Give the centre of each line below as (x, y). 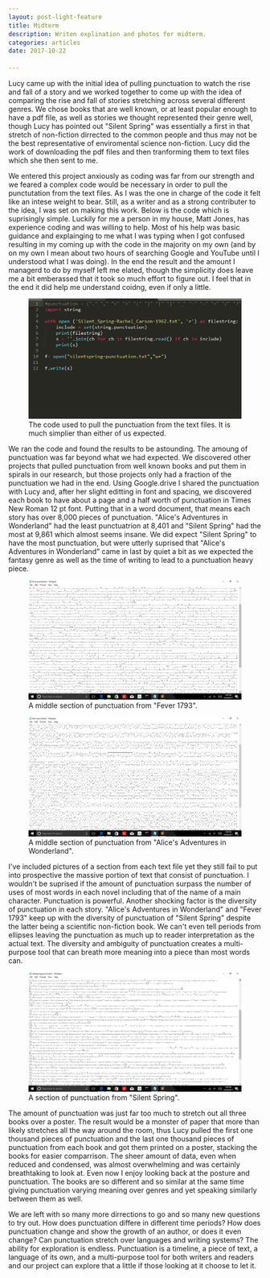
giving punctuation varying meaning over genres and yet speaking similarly (133, 1190)
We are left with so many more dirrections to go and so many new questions (134, 1214)
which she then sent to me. (53, 160)
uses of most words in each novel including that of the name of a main (125, 892)
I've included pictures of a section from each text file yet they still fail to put (133, 866)
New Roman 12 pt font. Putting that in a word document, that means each (129, 508)
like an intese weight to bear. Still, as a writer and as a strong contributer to (132, 202)
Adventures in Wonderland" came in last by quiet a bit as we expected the (131, 551)
